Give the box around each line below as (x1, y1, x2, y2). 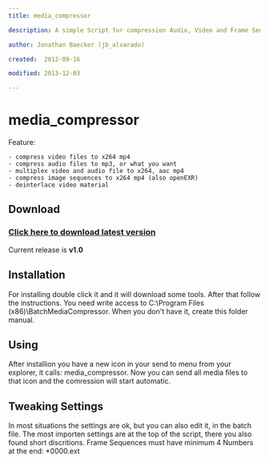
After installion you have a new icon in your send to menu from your (8, 360, 232, 369)
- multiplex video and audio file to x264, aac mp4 (8, 167, 184, 175)
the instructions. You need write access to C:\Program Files (8, 298, 204, 307)
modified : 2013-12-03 (8, 70, 81, 78)
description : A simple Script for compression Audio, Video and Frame (8, 26, 249, 34)
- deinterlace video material (8, 181, 110, 189)
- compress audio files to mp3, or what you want (8, 160, 178, 168)
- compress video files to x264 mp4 (8, 153, 130, 161)
